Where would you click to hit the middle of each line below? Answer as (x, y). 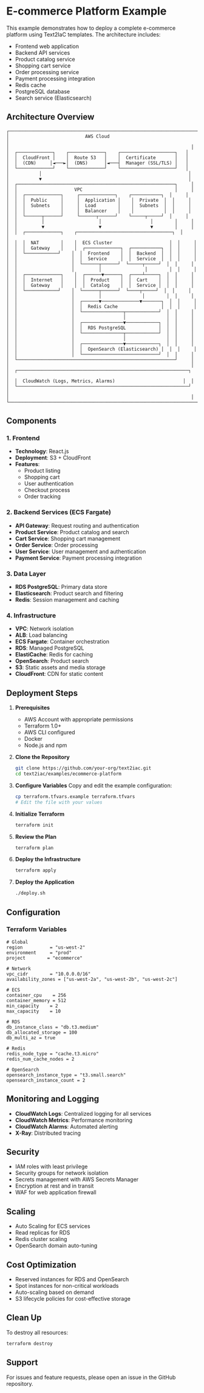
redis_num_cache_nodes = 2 (40, 1059)
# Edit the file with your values (59, 802)
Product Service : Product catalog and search (72, 532)
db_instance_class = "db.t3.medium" (53, 1027)
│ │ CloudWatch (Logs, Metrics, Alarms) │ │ (100, 381)
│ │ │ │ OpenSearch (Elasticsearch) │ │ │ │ (102, 349)
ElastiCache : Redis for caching (54, 655)
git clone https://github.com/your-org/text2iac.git (83, 768)
